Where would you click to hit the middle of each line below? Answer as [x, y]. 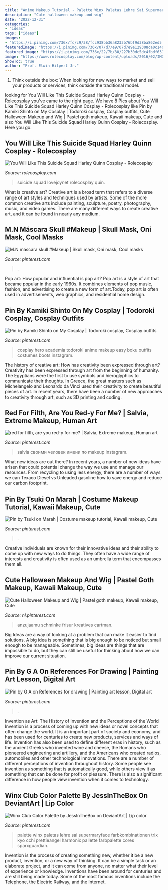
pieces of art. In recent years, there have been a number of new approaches [84, 391]
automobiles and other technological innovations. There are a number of [79, 758]
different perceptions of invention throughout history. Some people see [78, 763]
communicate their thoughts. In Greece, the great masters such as [73, 381]
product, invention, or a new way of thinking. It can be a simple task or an [81, 860]
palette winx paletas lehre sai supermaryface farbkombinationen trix [88, 835]
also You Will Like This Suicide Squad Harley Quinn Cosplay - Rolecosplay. [82, 122]
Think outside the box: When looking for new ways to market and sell [83, 80]
